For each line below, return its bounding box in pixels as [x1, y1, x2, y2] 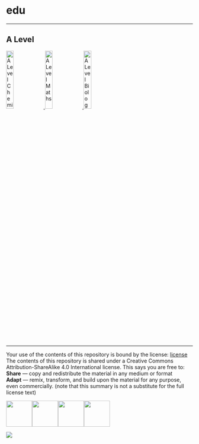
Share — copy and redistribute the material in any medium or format [6, 370, 173, 377]
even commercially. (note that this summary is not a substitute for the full [6, 382, 185, 389]
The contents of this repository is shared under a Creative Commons [6, 357, 174, 364]
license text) [6, 389, 37, 396]
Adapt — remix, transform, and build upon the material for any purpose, [6, 376, 182, 383]
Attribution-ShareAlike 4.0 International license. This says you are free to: [6, 363, 185, 370]
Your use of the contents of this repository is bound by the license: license [6, 351, 188, 358]
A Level [6, 34, 34, 45]
